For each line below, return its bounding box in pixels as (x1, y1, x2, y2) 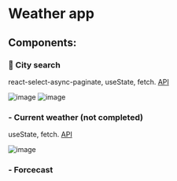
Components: (8, 36, 77, 49)
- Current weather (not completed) (8, 111, 144, 122)
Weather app (8, 5, 94, 23)
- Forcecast (8, 165, 53, 176)
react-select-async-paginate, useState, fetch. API (8, 77, 169, 86)
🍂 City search (8, 60, 61, 71)
